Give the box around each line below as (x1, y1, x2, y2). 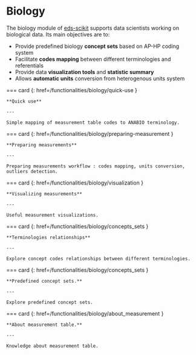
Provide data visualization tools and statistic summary (15, 68, 154, 75)
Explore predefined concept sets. (6, 299, 94, 305)
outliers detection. (6, 168, 59, 174)
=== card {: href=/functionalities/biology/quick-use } (6, 86, 138, 93)
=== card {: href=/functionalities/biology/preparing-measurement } (6, 130, 174, 137)
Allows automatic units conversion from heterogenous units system (15, 75, 185, 82)
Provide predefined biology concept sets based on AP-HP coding (15, 42, 180, 50)
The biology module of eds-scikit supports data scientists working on (6, 24, 180, 32)
